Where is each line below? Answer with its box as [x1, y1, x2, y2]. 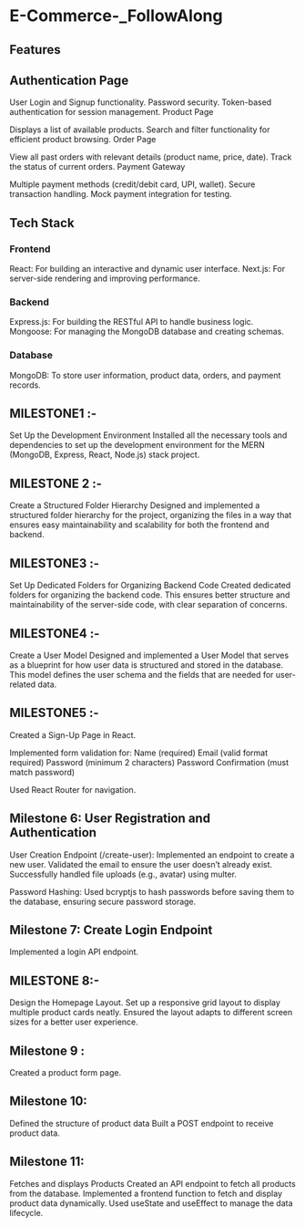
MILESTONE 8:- [9, 972, 100, 988]
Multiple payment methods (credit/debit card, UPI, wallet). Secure [9, 179, 256, 190]
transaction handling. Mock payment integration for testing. [9, 189, 232, 200]
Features [9, 42, 61, 57]
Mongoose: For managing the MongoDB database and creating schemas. [9, 326, 284, 338]
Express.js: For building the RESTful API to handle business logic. [9, 317, 254, 328]
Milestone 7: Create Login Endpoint [9, 922, 213, 938]
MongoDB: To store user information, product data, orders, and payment [9, 369, 281, 380]
